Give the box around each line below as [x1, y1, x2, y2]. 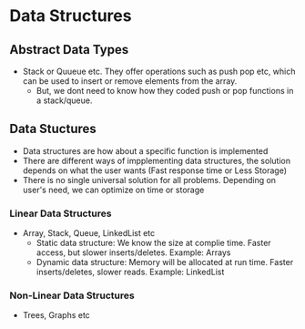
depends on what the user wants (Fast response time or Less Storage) [22, 165, 288, 176]
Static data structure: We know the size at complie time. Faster [36, 238, 271, 249]
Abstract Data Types [9, 42, 129, 57]
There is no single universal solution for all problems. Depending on [22, 174, 276, 185]
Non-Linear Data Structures [9, 289, 135, 302]
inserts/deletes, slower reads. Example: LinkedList [36, 266, 225, 278]
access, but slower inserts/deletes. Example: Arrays [36, 247, 231, 258]
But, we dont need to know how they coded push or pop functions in [36, 86, 294, 96]
